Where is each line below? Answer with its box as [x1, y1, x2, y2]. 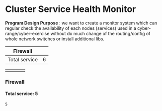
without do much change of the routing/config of [50, 30, 151, 36]
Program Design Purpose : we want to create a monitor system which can [5, 20, 158, 26]
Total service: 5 [5, 91, 38, 97]
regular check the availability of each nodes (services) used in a [5, 25, 137, 31]
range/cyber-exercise [5, 30, 50, 36]
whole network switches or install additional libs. [5, 36, 104, 42]
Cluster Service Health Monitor [5, 3, 136, 15]
